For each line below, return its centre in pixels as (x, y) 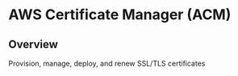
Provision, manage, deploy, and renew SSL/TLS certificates (107, 63)
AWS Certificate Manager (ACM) (120, 15)
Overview (33, 44)
